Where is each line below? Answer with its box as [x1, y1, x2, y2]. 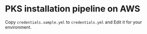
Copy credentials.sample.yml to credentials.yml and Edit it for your [5, 19, 142, 25]
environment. [5, 24, 32, 30]
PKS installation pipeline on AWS [5, 3, 140, 14]
